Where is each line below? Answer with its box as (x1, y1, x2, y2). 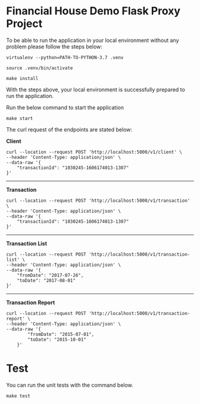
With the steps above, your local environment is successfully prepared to (6, 85, 186, 93)
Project (6, 17, 43, 30)
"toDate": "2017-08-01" (17, 277, 76, 283)
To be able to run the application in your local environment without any (6, 36, 180, 44)
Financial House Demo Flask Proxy (6, 4, 180, 18)
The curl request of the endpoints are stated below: (6, 126, 133, 133)
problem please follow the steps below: (6, 43, 103, 50)
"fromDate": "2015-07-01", (27, 331, 95, 337)
